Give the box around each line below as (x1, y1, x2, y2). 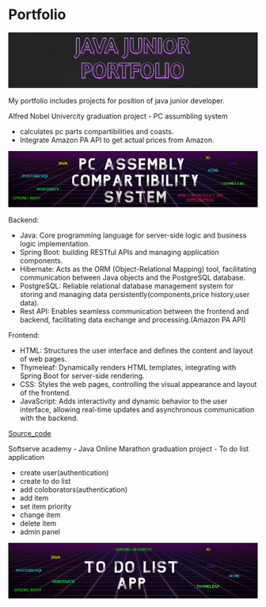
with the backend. (19, 413, 79, 423)
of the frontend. (19, 388, 71, 398)
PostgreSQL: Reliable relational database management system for (19, 281, 234, 291)
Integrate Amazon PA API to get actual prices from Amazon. (19, 135, 215, 145)
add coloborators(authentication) (19, 485, 128, 494)
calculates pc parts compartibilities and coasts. (19, 126, 174, 136)
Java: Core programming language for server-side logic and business (19, 230, 247, 240)
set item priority (19, 502, 72, 512)
